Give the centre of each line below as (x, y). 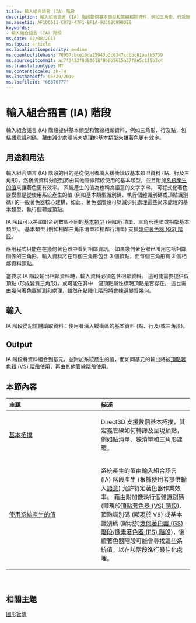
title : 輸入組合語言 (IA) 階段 (41, 11)
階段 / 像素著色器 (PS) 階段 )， (140, 532)
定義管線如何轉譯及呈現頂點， (142, 431)
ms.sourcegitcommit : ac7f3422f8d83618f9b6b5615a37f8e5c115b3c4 (85, 60)
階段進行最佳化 (157, 550)
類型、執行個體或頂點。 (39, 209)
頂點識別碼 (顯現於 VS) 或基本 (142, 515)
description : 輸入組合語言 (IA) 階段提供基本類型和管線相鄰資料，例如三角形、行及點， (100, 17)
